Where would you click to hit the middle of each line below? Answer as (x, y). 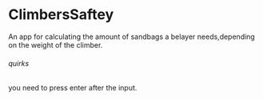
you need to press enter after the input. (73, 88)
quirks (19, 63)
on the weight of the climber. (56, 44)
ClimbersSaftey (61, 15)
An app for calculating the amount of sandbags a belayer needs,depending (132, 37)
